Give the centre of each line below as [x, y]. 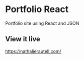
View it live [23, 39]
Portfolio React [37, 9]
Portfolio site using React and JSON [42, 23]
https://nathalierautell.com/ [33, 51]
